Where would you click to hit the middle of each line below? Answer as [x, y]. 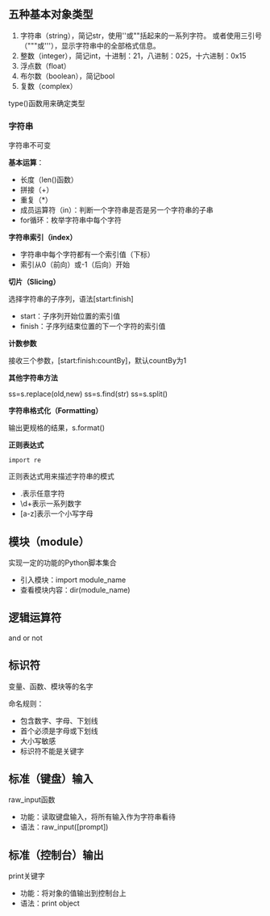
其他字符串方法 [33, 378]
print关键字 [27, 876]
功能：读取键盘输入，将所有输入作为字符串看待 [98, 817]
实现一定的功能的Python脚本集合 [62, 562]
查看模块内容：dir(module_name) [75, 589]
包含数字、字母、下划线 [59, 720]
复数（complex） [48, 86]
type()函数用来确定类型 [47, 103]
